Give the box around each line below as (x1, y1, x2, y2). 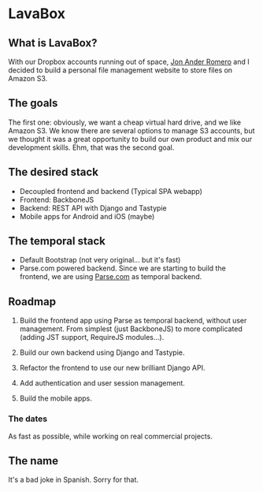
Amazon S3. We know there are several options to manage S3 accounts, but (8, 125, 255, 135)
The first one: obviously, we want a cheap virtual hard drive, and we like (8, 117, 242, 127)
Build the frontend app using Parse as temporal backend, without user (19, 316, 247, 326)
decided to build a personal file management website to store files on (8, 65, 233, 75)
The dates (8, 413, 48, 424)
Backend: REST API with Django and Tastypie (19, 203, 167, 213)
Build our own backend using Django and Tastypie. (19, 348, 185, 357)
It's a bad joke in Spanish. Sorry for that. (8, 475, 139, 485)
